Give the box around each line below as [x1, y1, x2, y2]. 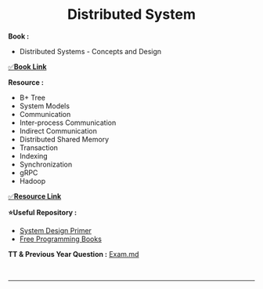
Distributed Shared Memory [19, 134, 110, 144]
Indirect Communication [19, 126, 98, 135]
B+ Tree [19, 93, 45, 102]
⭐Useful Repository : [8, 207, 77, 217]
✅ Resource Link [8, 191, 62, 201]
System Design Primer [19, 225, 92, 235]
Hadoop [19, 176, 45, 185]
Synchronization [19, 159, 73, 169]
